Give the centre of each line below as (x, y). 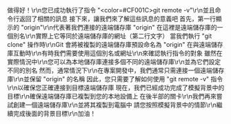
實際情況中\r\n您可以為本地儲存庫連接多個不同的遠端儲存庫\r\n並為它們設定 (114, 62)
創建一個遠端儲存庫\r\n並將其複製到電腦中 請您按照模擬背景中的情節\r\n (115, 105)
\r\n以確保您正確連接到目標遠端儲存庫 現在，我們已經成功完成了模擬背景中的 (116, 87)
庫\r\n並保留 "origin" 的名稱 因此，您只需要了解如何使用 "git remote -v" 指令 (115, 79)
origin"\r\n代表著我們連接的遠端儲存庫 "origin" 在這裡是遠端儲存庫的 (120, 27)
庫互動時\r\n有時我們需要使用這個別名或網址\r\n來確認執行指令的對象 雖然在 (115, 53)
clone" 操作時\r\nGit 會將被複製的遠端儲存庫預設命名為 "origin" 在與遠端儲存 (115, 44)
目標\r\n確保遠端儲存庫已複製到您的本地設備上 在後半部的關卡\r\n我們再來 (112, 96)
